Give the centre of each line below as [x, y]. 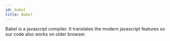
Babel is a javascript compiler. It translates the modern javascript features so [85, 28]
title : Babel [19, 14]
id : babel [16, 10]
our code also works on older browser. [46, 34]
